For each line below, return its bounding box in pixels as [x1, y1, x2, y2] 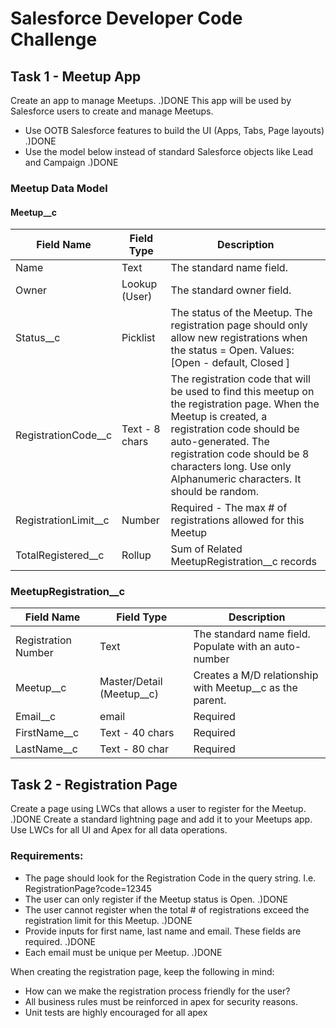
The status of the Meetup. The [170, 306, 313, 320]
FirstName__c [15, 726, 80, 740]
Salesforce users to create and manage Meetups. [10, 105, 214, 117]
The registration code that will [170, 372, 311, 386]
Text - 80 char [99, 742, 170, 756]
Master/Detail [99, 675, 163, 689]
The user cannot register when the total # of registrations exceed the [24, 903, 310, 916]
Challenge [10, 28, 98, 51]
